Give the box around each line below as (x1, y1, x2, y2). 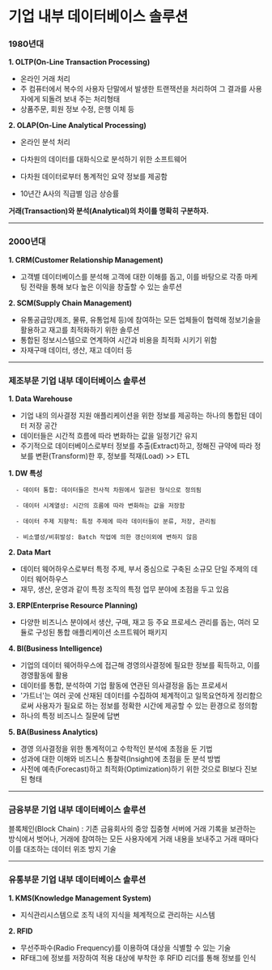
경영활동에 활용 (19, 670, 69, 681)
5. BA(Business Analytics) (8, 727, 99, 737)
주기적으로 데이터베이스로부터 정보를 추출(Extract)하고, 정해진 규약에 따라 (19, 441, 253, 451)
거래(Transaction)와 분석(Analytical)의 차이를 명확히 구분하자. (8, 206, 209, 216)
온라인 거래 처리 (19, 74, 70, 83)
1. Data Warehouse (8, 394, 73, 404)
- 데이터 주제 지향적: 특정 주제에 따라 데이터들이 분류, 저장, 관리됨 (15, 518, 216, 526)
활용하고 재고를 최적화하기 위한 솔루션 (19, 325, 140, 335)
